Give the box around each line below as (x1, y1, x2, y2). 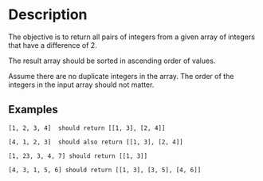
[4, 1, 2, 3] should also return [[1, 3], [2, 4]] (8, 138, 183, 146)
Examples (8, 103, 58, 116)
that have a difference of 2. (8, 40, 97, 49)
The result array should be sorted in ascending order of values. (8, 56, 216, 65)
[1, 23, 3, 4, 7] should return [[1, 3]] (8, 151, 148, 160)
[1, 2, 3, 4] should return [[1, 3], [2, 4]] (8, 124, 166, 132)
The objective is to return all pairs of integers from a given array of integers (8, 32, 255, 41)
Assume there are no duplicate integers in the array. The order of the (8, 71, 234, 81)
